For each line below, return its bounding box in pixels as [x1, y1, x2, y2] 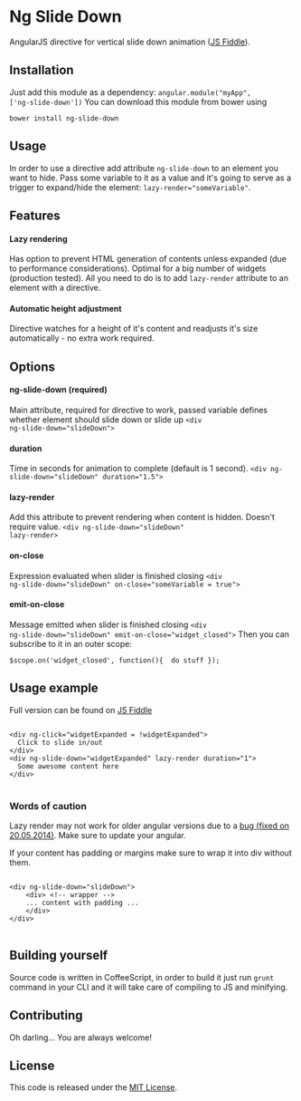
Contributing [9, 1008, 83, 1023]
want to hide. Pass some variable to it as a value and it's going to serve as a [9, 172, 292, 183]
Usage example [9, 681, 99, 696]
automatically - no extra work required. [9, 333, 155, 343]
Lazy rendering [9, 233, 68, 244]
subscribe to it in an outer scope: [9, 638, 133, 649]
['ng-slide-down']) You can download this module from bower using [9, 96, 268, 107]
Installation [9, 63, 74, 78]
